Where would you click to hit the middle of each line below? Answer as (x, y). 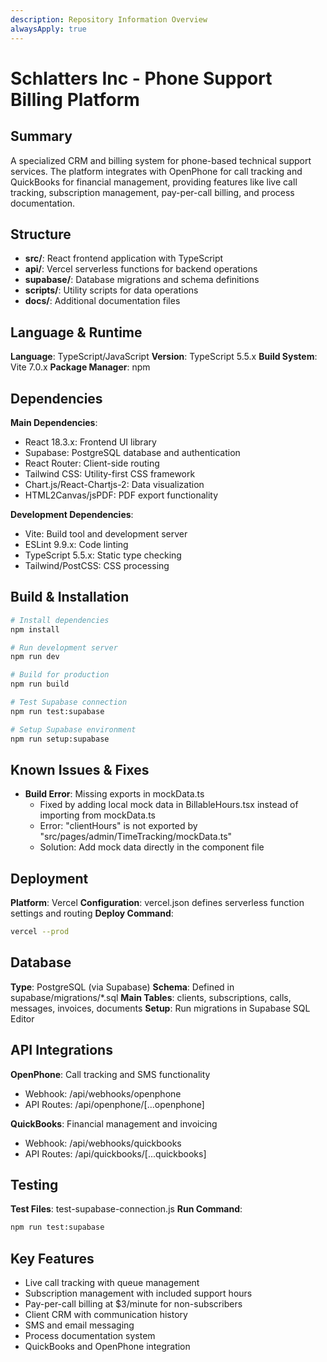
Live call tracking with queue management (112, 1283)
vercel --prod (40, 932)
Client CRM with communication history (106, 1315)
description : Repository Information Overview (109, 19)
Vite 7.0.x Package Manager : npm (80, 367)
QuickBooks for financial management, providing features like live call (154, 182)
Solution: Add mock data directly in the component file (152, 847)
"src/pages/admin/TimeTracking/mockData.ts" (136, 837)
